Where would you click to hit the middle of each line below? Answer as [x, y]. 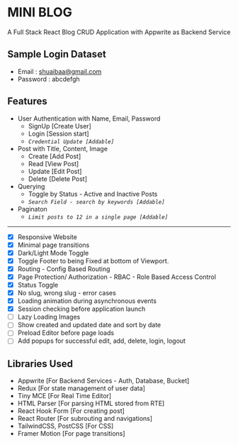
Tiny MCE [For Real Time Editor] [64, 396]
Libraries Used [40, 364]
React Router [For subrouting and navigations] [85, 419]
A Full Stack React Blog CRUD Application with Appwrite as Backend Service [119, 32]
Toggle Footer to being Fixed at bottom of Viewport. [93, 260]
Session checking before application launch [81, 309]
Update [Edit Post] [55, 171]
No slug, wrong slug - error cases [67, 293]
